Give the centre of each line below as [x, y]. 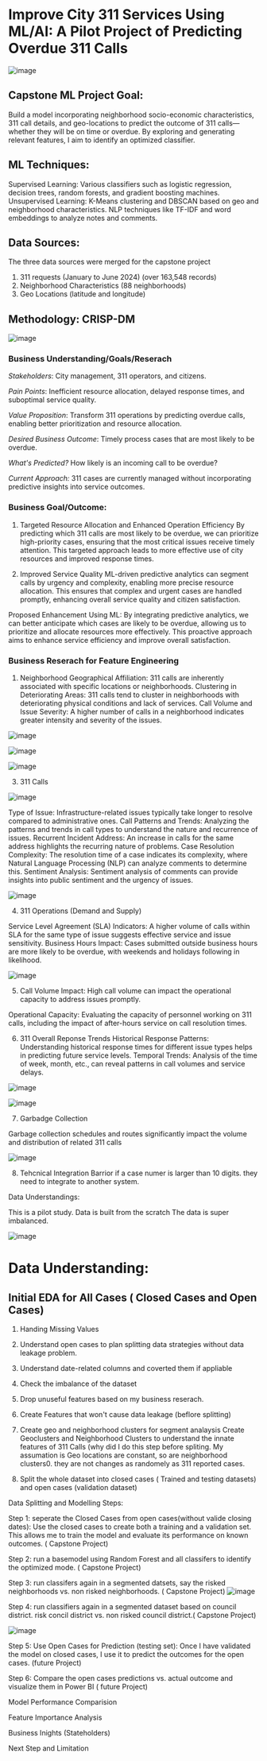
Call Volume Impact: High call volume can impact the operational [126, 991]
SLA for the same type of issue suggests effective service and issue [120, 935]
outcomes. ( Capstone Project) [58, 1544]
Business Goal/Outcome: [58, 508]
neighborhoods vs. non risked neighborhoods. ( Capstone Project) [117, 1592]
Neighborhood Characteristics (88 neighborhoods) [103, 286]
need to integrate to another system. [79, 1182]
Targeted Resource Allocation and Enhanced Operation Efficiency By [132, 524]
